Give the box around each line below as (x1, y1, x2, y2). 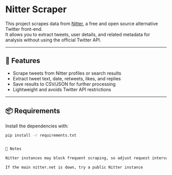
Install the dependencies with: (5, 123, 69, 129)
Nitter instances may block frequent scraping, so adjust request (5, 156, 150, 161)
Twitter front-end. (5, 26, 43, 32)
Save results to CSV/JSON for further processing (12, 81, 116, 87)
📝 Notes (5, 146, 22, 151)
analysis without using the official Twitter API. (5, 37, 101, 43)
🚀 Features (5, 56, 40, 65)
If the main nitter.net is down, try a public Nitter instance (5, 165, 143, 170)
